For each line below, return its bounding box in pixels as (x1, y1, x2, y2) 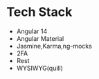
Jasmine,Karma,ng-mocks (16, 42, 93, 50)
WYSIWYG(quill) (16, 64, 64, 72)
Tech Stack (6, 4, 73, 20)
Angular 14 (16, 27, 48, 35)
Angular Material (16, 34, 64, 42)
